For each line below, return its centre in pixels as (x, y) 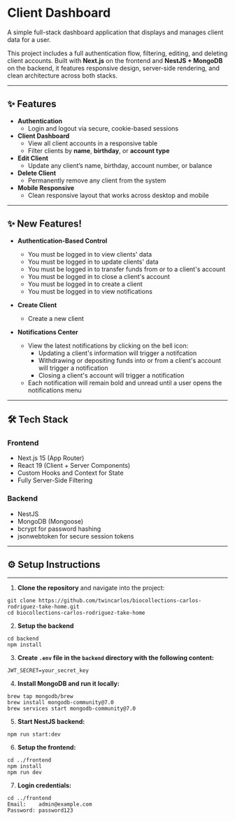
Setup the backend (45, 626)
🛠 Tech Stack (38, 419)
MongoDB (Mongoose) (50, 521)
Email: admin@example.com (50, 805)
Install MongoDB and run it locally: (69, 684)
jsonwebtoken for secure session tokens (76, 536)
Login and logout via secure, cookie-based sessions (103, 128)
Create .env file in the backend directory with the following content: (116, 658)
